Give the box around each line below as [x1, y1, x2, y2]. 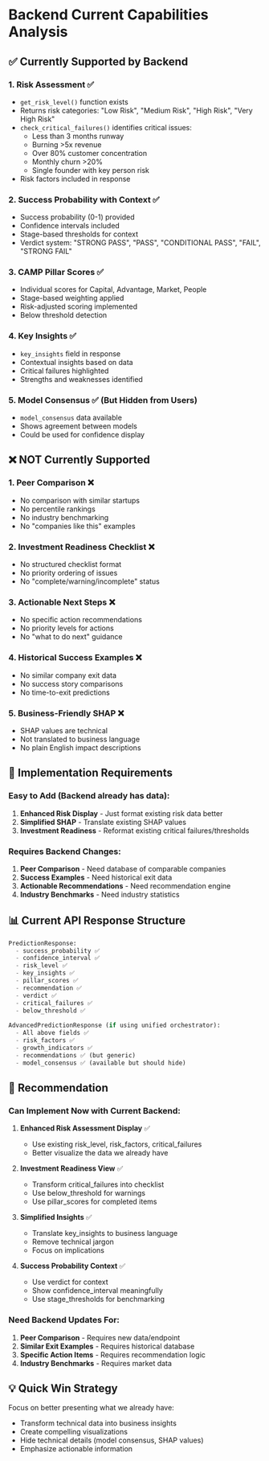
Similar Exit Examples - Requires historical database [19, 1341, 195, 1351]
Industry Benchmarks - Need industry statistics [19, 889, 180, 899]
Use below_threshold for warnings [31, 1188, 146, 1198]
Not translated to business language [19, 734, 141, 744]
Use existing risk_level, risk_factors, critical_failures [31, 1139, 202, 1149]
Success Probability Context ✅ [19, 1261, 126, 1271]
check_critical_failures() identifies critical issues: [19, 122, 193, 132]
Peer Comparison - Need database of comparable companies [19, 864, 226, 873]
